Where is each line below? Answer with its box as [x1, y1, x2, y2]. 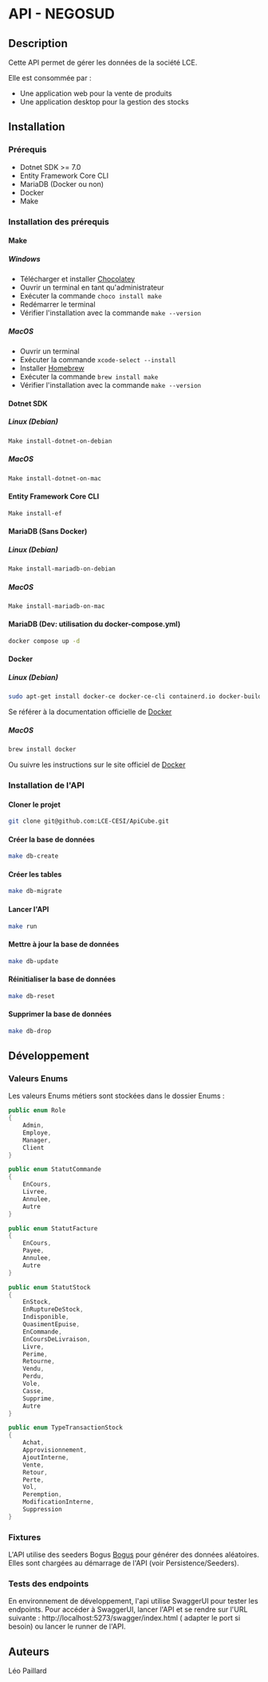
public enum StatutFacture [8, 1224, 98, 1233]
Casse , [22, 1387, 45, 1395]
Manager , [22, 1136, 52, 1144]
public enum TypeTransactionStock [8, 1423, 124, 1432]
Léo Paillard [8, 1666, 47, 1676]
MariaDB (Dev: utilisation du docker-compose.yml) [8, 619, 181, 629]
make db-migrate [8, 887, 62, 895]
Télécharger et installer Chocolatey [19, 274, 136, 284]
